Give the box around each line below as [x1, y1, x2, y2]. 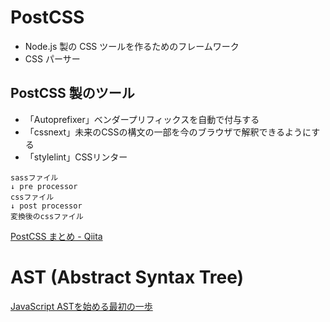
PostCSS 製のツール [10, 85, 135, 102]
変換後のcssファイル [10, 211, 84, 221]
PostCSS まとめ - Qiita [10, 230, 103, 242]
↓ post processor [10, 201, 83, 211]
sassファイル [10, 172, 59, 183]
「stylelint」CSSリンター [24, 151, 128, 163]
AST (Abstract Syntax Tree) [10, 266, 245, 288]
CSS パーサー [24, 52, 81, 65]
